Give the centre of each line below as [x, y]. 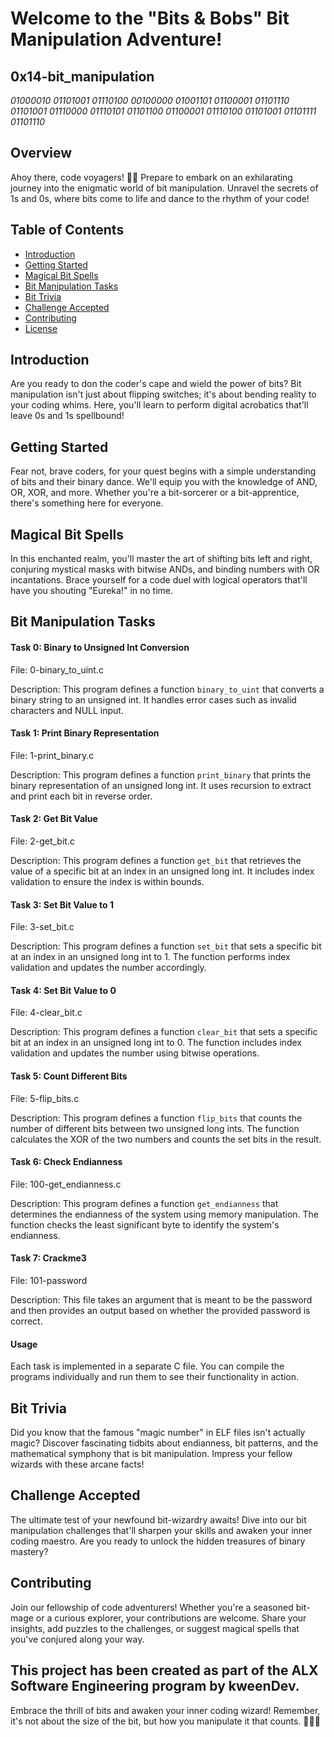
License [41, 328]
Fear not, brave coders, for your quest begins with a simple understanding [163, 471]
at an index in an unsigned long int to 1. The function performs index [150, 957]
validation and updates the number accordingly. [108, 968]
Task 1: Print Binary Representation [85, 733]
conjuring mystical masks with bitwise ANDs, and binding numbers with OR [165, 569]
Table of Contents [67, 230]
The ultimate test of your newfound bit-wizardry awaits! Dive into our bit [158, 1519]
